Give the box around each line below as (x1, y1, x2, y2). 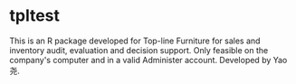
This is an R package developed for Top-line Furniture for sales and (9, 35, 261, 46)
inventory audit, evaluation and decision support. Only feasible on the (9, 44, 269, 55)
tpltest (9, 5, 61, 26)
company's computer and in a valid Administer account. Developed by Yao (9, 54, 288, 65)
